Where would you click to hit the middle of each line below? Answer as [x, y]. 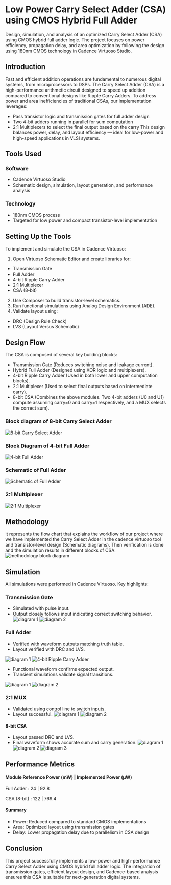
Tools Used [23, 154]
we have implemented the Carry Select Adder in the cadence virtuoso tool [83, 539]
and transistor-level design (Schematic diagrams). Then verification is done [84, 545]
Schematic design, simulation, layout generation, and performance [83, 185]
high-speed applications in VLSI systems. [56, 138]
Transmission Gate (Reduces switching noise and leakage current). [83, 365]
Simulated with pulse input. [41, 608]
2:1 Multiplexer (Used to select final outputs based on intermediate [82, 387]
